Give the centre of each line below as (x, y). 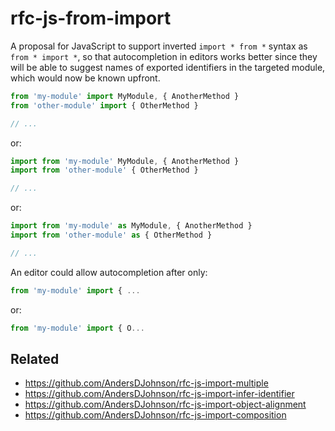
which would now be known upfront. (85, 78)
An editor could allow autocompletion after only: (109, 272)
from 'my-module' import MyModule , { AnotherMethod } (125, 96)
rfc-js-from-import (91, 18)
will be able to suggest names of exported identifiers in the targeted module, (168, 67)
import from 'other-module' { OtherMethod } (104, 170)
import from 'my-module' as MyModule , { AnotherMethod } (131, 226)
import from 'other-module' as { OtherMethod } (111, 235)
